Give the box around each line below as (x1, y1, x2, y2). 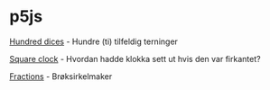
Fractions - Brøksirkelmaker (9, 70, 113, 82)
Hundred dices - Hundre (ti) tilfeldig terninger (9, 36, 179, 47)
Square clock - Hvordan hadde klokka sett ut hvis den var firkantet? (9, 53, 261, 64)
